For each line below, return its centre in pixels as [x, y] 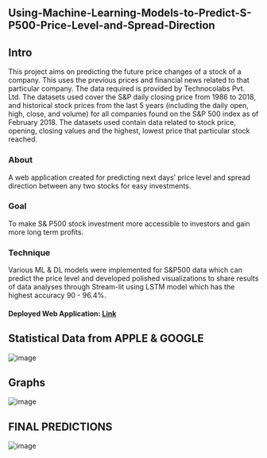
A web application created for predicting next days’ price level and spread [129, 177]
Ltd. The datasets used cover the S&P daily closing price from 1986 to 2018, [132, 97]
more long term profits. [46, 232]
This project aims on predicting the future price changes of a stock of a [125, 72]
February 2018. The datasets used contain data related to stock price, [122, 122]
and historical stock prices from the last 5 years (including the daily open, [128, 106]
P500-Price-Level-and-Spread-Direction [112, 26]
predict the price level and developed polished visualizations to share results [133, 278]
